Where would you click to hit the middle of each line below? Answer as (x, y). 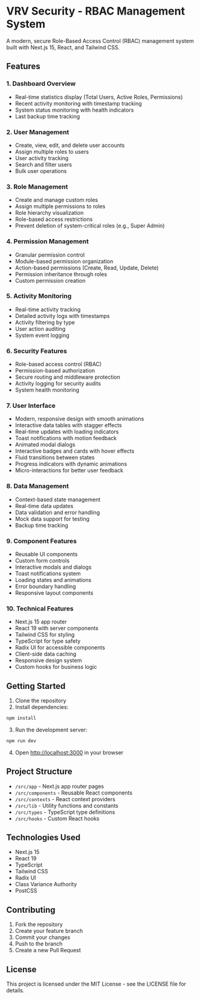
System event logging (42, 335)
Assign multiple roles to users (52, 151)
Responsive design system (48, 660)
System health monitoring (47, 390)
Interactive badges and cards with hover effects (75, 451)
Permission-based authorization (55, 371)
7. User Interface (31, 406)
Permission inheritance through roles (61, 274)
